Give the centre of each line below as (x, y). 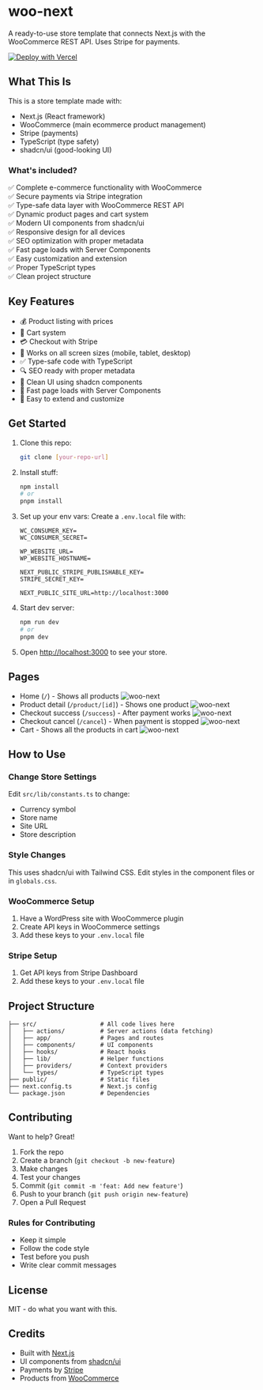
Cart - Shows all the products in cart (79, 729)
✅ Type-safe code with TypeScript (76, 361)
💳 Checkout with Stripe (58, 341)
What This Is (39, 82)
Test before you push (54, 1257)
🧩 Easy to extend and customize (72, 398)
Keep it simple (43, 1240)
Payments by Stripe (51, 1369)
